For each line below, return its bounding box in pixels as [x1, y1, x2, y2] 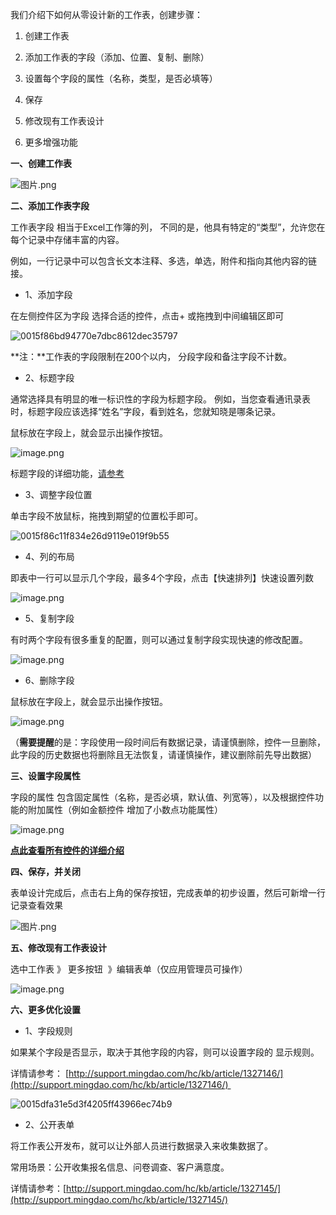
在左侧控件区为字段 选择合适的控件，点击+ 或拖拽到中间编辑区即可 [10, 310, 285, 322]
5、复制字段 [24, 613, 75, 624]
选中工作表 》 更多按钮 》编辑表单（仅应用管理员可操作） [10, 963, 248, 975]
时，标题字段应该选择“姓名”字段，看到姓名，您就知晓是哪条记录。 [10, 406, 282, 417]
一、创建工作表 [10, 158, 72, 169]
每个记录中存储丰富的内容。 [10, 234, 125, 245]
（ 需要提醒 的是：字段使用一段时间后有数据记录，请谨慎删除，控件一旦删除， [10, 736, 326, 748]
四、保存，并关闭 [10, 866, 81, 877]
